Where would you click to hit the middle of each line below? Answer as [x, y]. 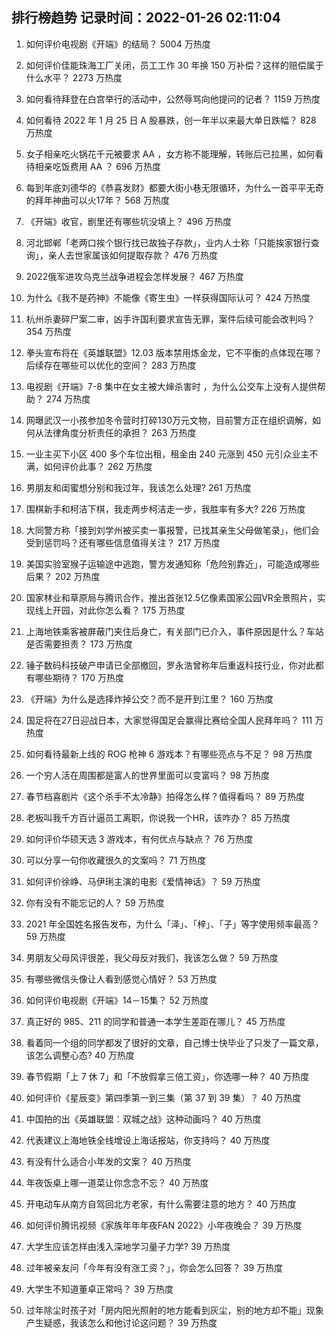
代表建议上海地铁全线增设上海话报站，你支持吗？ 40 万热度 [148, 1140]
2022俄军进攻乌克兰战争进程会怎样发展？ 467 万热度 [134, 276]
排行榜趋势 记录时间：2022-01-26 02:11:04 [146, 18]
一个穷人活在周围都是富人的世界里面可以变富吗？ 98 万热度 [148, 775]
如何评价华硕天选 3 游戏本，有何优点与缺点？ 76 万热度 [139, 839]
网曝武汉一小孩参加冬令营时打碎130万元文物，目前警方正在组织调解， [169, 420]
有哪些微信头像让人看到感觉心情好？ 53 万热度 [121, 979]
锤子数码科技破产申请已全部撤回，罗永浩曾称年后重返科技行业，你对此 [170, 665]
